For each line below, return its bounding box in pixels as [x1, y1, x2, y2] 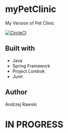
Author [5, 88, 27, 96]
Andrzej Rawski [5, 101, 37, 107]
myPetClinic [5, 3, 57, 15]
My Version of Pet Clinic [5, 20, 55, 26]
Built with [5, 44, 35, 53]
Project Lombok [12, 68, 45, 74]
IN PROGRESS [5, 118, 64, 130]
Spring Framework [12, 62, 51, 68]
